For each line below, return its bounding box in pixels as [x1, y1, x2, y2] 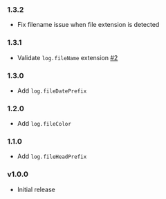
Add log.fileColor [17, 120, 71, 128]
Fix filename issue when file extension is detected [17, 21, 160, 29]
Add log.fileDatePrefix [17, 86, 87, 95]
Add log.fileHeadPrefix [17, 152, 87, 160]
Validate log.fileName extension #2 [17, 53, 118, 61]
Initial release [17, 185, 55, 193]
